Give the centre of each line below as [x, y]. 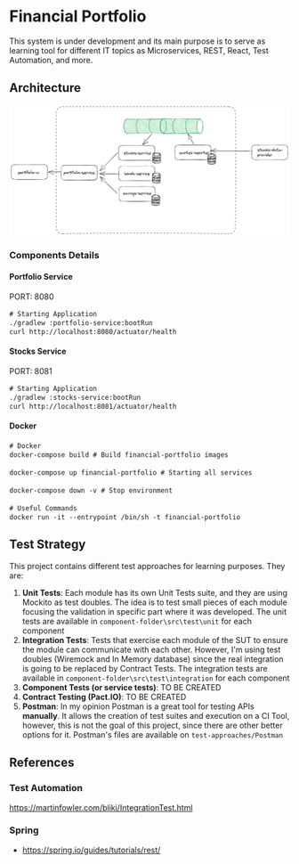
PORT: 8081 [31, 371]
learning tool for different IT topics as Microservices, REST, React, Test [139, 50]
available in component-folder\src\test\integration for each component [156, 678]
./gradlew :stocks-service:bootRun [75, 397]
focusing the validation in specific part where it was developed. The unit [154, 611]
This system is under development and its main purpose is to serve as [137, 41]
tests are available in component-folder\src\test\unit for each [137, 621]
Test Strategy [48, 545]
